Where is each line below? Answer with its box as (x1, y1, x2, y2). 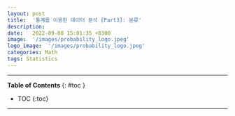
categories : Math (7, 49, 58, 56)
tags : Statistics (7, 56, 58, 63)
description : (7, 23, 45, 30)
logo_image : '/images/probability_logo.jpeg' (7, 42, 145, 49)
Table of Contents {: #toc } (7, 81, 86, 89)
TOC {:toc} (17, 94, 49, 103)
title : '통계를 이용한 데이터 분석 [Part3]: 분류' (7, 17, 142, 24)
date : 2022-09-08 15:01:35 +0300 (7, 29, 111, 37)
